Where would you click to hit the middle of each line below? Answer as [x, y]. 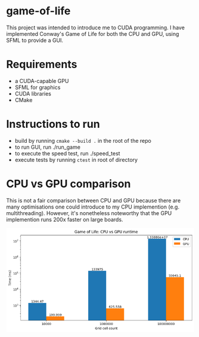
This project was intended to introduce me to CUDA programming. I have [95, 27]
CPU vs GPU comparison [69, 184]
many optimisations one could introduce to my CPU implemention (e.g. [93, 207]
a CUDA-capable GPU [42, 81]
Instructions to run [53, 124]
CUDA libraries [33, 93]
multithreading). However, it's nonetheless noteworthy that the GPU [89, 213]
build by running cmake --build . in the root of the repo [83, 140]
